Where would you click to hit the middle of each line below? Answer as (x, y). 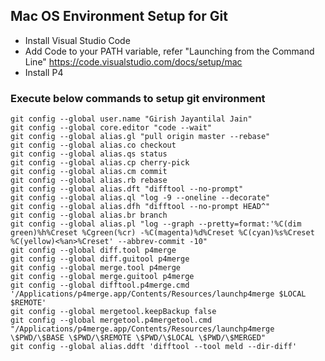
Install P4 (44, 72)
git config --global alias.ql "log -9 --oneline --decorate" (140, 198)
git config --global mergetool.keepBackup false (113, 312)
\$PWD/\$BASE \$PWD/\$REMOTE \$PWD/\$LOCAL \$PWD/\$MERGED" (138, 338)
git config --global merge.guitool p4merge (102, 277)
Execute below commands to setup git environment (138, 98)
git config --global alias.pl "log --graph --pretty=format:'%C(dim (156, 224)
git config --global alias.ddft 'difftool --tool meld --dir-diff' (154, 347)
